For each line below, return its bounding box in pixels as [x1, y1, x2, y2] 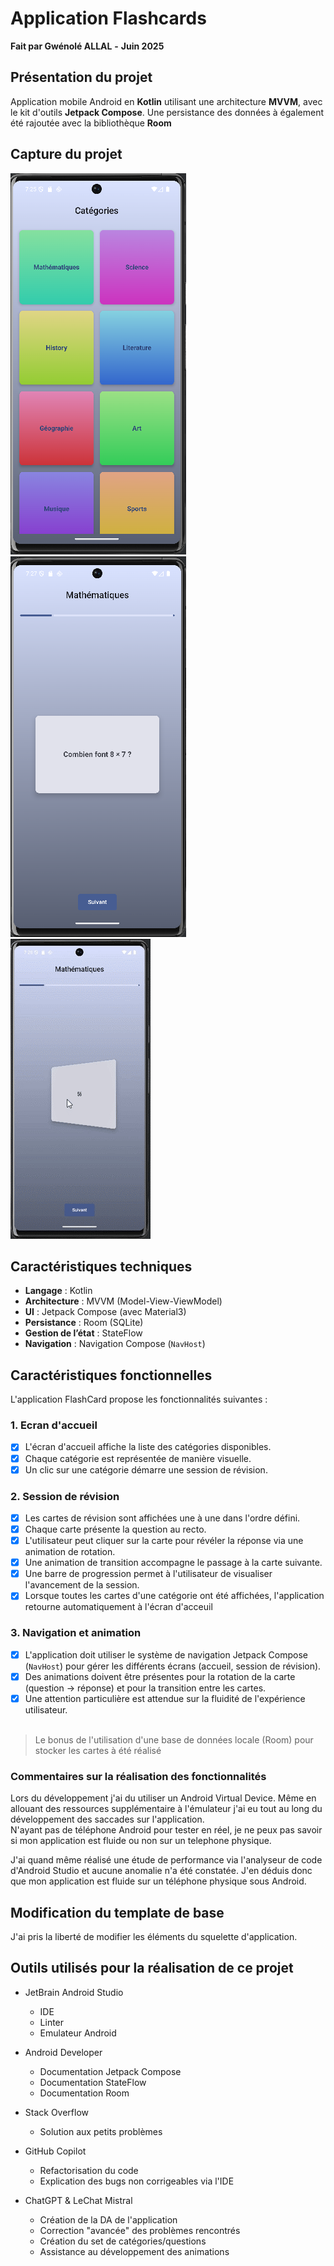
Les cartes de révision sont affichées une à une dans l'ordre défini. [24, 1512, 301, 1524]
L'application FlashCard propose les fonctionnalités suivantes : [10, 1393, 268, 1406]
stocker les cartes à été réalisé [34, 1744, 162, 1756]
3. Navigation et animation [10, 1626, 142, 1640]
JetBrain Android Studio [24, 1986, 124, 1998]
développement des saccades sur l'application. [10, 1813, 205, 1826]
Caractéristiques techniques [10, 1258, 193, 1275]
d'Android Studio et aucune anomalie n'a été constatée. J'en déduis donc [10, 1865, 313, 1877]
